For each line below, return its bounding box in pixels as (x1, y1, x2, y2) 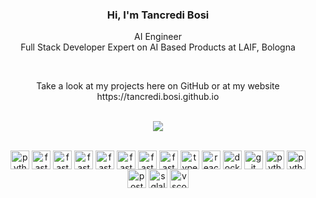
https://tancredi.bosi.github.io (96, 91, 220, 103)
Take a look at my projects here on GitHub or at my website (36, 80, 280, 92)
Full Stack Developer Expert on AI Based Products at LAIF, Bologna (20, 41, 296, 53)
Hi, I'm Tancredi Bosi (106, 8, 210, 22)
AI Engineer (134, 31, 182, 43)
